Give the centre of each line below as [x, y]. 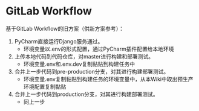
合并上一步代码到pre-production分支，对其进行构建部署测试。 [92, 71]
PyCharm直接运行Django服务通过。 [59, 41]
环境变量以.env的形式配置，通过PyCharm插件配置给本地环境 [99, 49]
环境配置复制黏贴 [45, 86]
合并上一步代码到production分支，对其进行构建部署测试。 [86, 94]
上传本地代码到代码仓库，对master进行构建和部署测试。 [84, 56]
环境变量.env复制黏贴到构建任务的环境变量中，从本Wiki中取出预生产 [108, 79]
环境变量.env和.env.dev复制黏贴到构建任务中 [79, 64]
